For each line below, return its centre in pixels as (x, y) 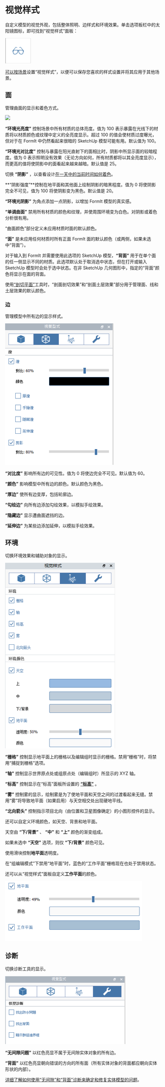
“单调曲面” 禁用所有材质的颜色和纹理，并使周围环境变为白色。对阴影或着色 (81, 211)
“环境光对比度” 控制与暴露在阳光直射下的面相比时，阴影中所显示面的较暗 (79, 151)
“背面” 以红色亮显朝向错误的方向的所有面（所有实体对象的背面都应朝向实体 (81, 1063)
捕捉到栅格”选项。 (30, 763)
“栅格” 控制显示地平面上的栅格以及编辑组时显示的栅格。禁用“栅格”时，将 (79, 757)
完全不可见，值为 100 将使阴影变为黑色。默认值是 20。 (61, 191)
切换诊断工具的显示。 (27, 969)
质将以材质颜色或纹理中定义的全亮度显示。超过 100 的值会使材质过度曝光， (81, 135)
